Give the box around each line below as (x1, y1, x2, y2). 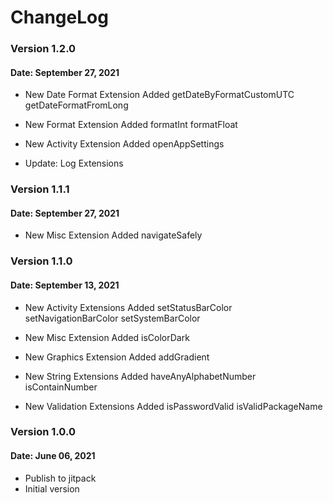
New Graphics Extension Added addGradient (24, 351, 210, 363)
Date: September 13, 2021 (10, 279, 120, 291)
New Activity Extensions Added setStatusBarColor (24, 301, 233, 313)
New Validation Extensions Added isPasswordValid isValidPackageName (24, 400, 323, 412)
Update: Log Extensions (24, 157, 124, 170)
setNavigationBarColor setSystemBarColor (24, 312, 201, 324)
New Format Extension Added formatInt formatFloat (24, 119, 238, 131)
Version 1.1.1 (10, 182, 70, 196)
